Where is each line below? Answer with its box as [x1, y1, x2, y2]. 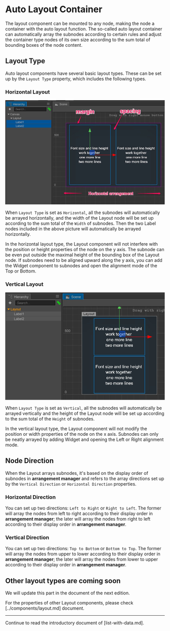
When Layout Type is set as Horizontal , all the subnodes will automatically [5, 209, 160, 216]
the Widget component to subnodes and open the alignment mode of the [5, 262, 158, 268]
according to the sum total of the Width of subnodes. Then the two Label [5, 220, 156, 226]
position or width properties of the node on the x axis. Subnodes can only [5, 431, 158, 437]
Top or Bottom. [5, 268, 36, 274]
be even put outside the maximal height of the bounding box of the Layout [5, 252, 160, 258]
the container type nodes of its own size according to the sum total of [5, 37, 151, 43]
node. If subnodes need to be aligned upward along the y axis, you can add [5, 257, 163, 263]
